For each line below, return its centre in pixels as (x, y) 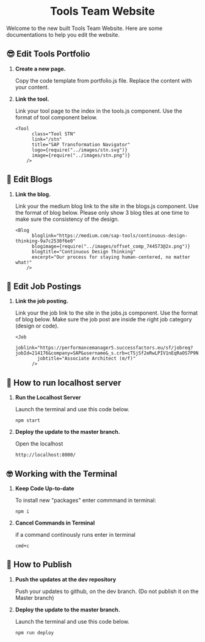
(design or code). (37, 326)
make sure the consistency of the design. (67, 219)
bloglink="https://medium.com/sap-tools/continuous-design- (110, 236)
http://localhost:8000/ (45, 455)
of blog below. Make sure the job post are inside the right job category (103, 319)
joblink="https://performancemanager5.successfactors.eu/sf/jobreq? (104, 348)
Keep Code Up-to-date (45, 488)
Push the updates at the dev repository (66, 579)
